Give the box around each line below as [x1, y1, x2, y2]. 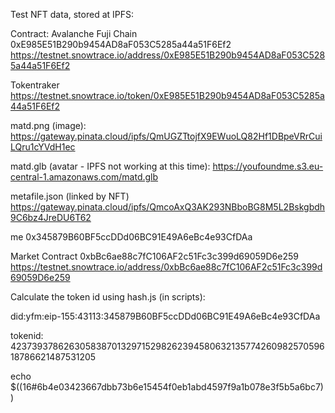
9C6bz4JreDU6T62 [10, 212, 92, 223]
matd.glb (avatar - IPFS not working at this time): [10, 160, 211, 172]
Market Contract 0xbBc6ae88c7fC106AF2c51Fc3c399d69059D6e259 [10, 250, 299, 262]
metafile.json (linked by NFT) [10, 190, 130, 202]
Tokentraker [10, 79, 60, 91]
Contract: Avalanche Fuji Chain [10, 28, 138, 39]
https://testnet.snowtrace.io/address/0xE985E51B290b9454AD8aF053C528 [10, 49, 326, 61]
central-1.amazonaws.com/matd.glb [10, 171, 159, 183]
